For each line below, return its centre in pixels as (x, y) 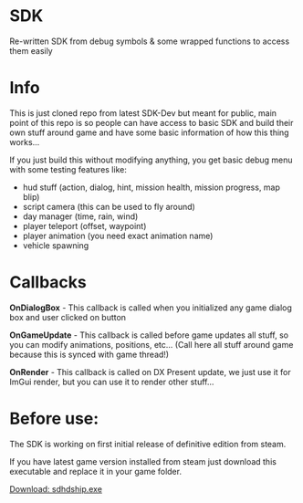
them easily (31, 50)
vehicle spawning (56, 245)
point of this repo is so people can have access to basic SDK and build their (151, 122)
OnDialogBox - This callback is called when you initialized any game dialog (151, 308)
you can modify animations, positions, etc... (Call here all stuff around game (151, 344)
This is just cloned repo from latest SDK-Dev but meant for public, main (143, 113)
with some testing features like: (68, 169)
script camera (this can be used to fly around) (109, 206)
